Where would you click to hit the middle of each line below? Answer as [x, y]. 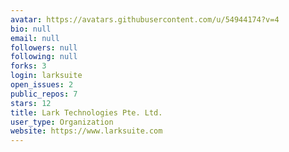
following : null [44, 57]
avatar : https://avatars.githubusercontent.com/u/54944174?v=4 [145, 19]
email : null [35, 38]
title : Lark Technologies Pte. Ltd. [86, 112]
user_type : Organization [62, 122]
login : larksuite [46, 76]
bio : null [31, 29]
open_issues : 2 [42, 85]
